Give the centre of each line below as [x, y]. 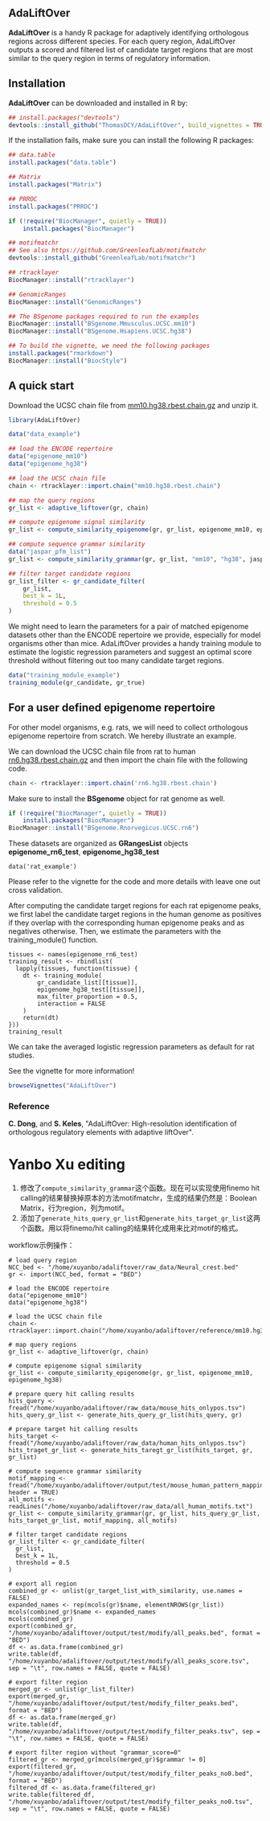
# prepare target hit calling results [73, 1430]
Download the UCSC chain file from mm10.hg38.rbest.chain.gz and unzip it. [133, 405]
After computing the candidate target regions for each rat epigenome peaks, [135, 906]
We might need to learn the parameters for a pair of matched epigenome [129, 627]
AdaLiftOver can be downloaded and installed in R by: [98, 103]
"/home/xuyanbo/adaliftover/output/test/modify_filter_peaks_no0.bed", [131, 1774]
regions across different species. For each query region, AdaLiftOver [122, 41]
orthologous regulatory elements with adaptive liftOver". [101, 1132]
